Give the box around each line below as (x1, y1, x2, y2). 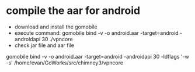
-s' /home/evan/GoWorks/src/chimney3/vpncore (6, 59, 124, 66)
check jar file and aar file (14, 42, 75, 49)
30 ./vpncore (41, 35, 73, 42)
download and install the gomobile (14, 23, 97, 30)
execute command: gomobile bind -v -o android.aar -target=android (14, 29, 179, 36)
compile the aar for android (6, 4, 141, 17)
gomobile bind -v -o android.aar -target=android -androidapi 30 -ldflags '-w (6, 53, 190, 60)
